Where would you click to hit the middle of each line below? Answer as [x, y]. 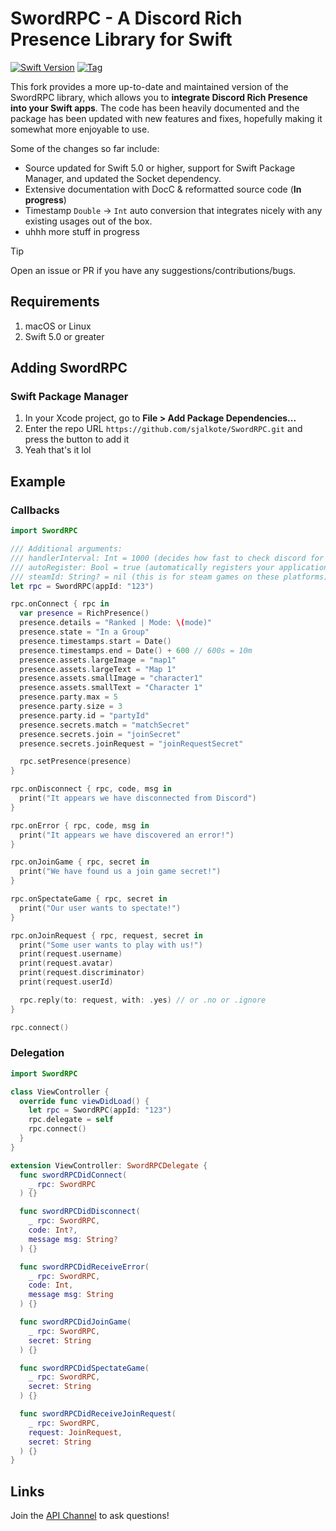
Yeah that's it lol [58, 450]
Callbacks [35, 510]
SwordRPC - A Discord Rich [126, 18]
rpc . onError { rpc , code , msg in [80, 825]
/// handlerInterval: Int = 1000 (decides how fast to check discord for [167, 558]
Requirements [55, 302]
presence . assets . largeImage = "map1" [98, 660]
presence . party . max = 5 [68, 697]
